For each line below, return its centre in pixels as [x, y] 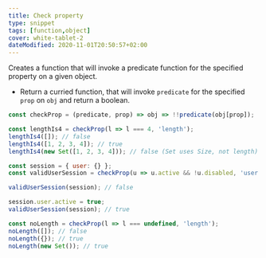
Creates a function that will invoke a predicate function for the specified [126, 68]
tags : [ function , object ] [49, 30]
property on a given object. [53, 76]
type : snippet [32, 23]
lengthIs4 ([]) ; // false [49, 136]
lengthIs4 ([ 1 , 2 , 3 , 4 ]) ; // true [66, 144]
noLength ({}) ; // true [46, 238]
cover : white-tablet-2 [46, 38]
